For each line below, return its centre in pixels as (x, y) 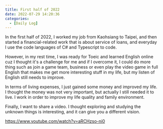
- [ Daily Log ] (24, 23)
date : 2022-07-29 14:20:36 (32, 14)
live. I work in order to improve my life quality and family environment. (75, 97)
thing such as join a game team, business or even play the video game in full (81, 67)
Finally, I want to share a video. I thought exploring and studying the (73, 107)
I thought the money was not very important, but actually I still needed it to (80, 92)
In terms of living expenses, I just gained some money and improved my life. (81, 87)
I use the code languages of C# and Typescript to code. (61, 47)
